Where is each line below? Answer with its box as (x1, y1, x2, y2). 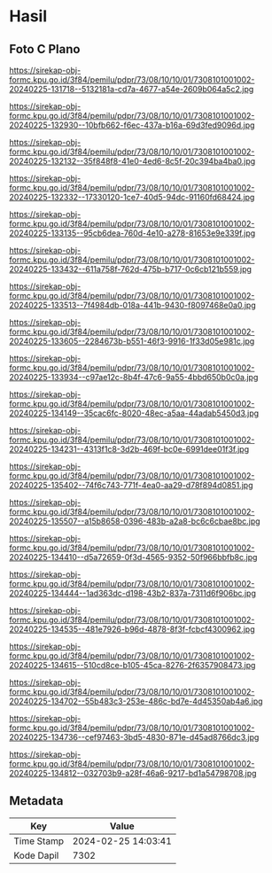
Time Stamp (13, 835, 65, 847)
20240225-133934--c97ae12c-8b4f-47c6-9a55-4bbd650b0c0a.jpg (9, 372, 259, 382)
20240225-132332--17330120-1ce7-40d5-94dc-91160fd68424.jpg (9, 192, 255, 202)
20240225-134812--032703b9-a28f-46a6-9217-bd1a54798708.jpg (9, 768, 257, 778)
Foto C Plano (9, 42, 81, 57)
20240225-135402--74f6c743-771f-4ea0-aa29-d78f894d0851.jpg (9, 480, 254, 490)
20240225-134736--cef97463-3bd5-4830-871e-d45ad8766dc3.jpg (9, 732, 260, 742)
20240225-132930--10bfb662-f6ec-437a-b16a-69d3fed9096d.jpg (9, 120, 255, 130)
